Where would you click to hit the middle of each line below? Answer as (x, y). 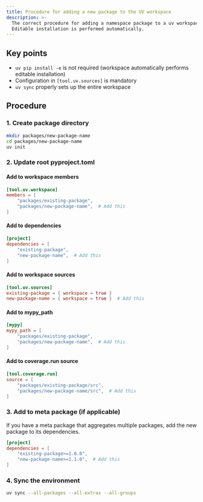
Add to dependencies (34, 226)
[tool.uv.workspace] (32, 190)
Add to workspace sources (41, 275)
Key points (27, 53)
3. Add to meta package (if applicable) (63, 412)
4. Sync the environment (43, 481)
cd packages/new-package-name (44, 141)
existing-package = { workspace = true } (59, 293)
